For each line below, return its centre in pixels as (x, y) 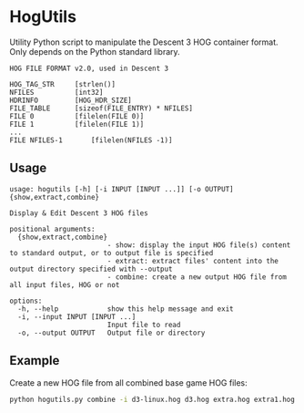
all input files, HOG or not (65, 284)
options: (26, 301)
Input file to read (144, 325)
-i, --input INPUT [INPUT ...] (77, 316)
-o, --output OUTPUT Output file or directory (111, 333)
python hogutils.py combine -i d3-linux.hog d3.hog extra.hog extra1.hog (152, 399)
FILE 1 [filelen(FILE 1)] (77, 124)
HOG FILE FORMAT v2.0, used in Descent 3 (89, 68)
